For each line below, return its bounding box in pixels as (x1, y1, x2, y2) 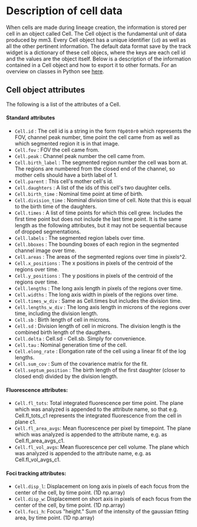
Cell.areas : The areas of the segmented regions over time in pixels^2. (14, 253, 187, 260)
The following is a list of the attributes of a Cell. (6, 101, 121, 108)
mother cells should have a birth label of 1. (14, 171, 118, 178)
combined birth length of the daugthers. (14, 329, 112, 336)
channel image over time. (14, 247, 77, 254)
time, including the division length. (14, 310, 98, 317)
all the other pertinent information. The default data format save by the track (6, 43, 192, 50)
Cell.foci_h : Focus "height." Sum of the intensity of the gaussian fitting (14, 508, 189, 515)
